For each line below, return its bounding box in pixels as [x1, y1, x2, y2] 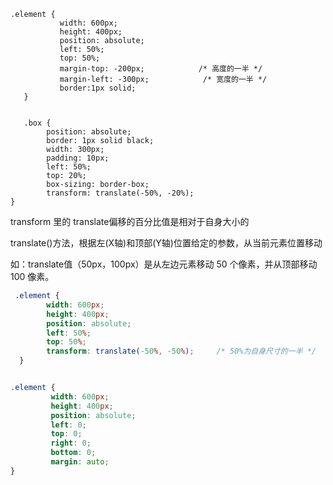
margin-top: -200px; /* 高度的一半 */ [59, 64, 263, 74]
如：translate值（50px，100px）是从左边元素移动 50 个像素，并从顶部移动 [10, 258, 318, 270]
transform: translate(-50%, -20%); [46, 188, 195, 198]
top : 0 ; [50, 429, 83, 439]
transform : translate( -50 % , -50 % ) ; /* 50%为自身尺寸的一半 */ [46, 346, 317, 357]
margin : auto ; [50, 457, 110, 467]
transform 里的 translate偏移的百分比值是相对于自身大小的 [10, 216, 250, 227]
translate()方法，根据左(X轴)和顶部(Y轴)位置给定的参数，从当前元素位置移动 [10, 237, 323, 249]
